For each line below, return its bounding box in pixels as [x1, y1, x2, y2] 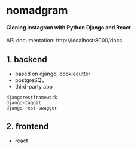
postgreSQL [14, 77, 45, 84]
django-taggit [6, 100, 42, 106]
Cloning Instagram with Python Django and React [6, 23, 132, 31]
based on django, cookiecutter [14, 70, 91, 78]
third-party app [14, 83, 53, 90]
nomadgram [6, 4, 68, 17]
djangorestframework [6, 95, 58, 101]
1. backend [6, 54, 47, 65]
